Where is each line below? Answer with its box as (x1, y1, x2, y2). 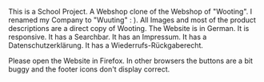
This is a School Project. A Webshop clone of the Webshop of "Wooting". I (8, 7, 253, 16)
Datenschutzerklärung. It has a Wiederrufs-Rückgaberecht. (8, 41, 204, 50)
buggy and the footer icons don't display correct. (8, 64, 170, 74)
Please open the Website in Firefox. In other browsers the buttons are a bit (8, 56, 254, 65)
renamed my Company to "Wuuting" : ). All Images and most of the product (8, 15, 256, 25)
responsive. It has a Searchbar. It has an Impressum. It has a (8, 32, 207, 41)
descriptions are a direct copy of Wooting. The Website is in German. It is (8, 24, 250, 33)
